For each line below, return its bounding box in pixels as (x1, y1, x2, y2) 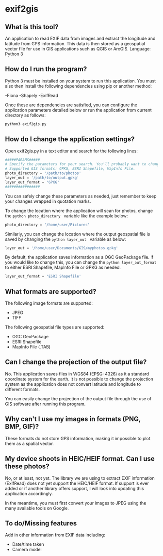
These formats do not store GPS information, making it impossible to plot (5, 435, 150, 441)
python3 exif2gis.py (5, 121, 47, 127)
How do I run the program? (5, 65, 87, 73)
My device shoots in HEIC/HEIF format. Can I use (5, 455, 155, 463)
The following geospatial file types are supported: (5, 324, 105, 330)
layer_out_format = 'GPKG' (5, 180, 60, 185)
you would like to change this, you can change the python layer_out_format (5, 260, 157, 265)
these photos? (5, 462, 49, 471)
